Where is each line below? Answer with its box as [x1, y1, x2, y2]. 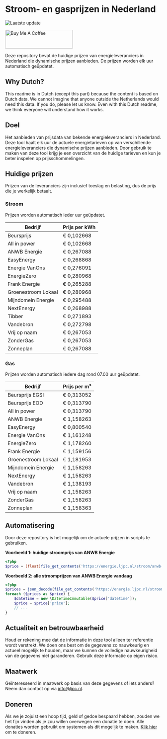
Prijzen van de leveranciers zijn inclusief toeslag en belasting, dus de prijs [5, 183, 157, 189]
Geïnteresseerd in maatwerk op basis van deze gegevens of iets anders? [5, 680, 155, 686]
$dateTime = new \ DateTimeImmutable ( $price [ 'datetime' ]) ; [14, 596, 137, 601]
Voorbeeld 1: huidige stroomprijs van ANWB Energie [5, 549, 115, 555]
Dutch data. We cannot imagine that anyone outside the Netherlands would [5, 96, 159, 102]
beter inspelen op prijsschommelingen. [5, 155, 85, 161]
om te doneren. [5, 729, 37, 735]
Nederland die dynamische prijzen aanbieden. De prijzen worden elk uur [5, 58, 154, 64]
